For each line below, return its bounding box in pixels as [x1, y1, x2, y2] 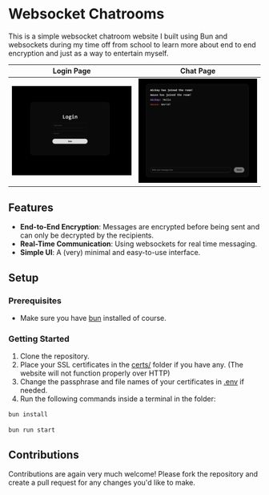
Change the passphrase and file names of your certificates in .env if [19, 377, 244, 387]
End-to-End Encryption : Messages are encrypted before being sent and [19, 222, 260, 232]
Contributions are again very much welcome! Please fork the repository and [8, 469, 259, 479]
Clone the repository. [19, 351, 90, 361]
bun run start [8, 426, 56, 434]
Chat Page [179, 66, 216, 76]
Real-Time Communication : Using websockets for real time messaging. [19, 239, 258, 249]
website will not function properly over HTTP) [19, 368, 171, 378]
